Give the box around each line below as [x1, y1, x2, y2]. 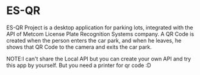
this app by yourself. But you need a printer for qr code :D [6, 62, 151, 69]
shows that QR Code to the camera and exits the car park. [6, 43, 152, 51]
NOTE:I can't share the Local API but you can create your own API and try [6, 55, 191, 62]
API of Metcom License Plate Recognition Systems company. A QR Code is [6, 30, 195, 37]
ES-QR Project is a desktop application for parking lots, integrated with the [6, 24, 193, 31]
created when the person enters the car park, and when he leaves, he [6, 37, 182, 44]
